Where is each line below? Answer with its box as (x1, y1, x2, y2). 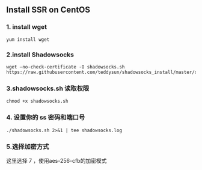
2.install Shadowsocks (6, 50, 74, 59)
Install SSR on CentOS (6, 5, 91, 15)
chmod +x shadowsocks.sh (6, 99, 69, 105)
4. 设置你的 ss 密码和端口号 (6, 114, 85, 122)
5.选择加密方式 (6, 142, 49, 151)
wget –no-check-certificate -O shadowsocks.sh (6, 64, 125, 70)
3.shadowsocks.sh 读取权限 (6, 84, 90, 93)
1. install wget (6, 23, 47, 31)
